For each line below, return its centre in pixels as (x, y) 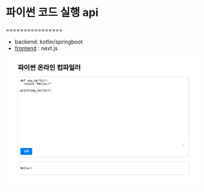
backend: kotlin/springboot (49, 42)
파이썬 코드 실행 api (52, 13)
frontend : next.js (36, 48)
